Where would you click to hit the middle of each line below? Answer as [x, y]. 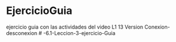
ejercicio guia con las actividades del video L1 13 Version [75, 27]
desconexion [22, 33]
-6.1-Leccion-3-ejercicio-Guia [79, 33]
